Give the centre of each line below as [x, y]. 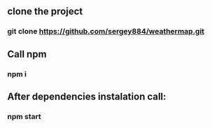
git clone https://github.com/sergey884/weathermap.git [106, 31]
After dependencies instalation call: [87, 97]
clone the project [45, 12]
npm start [24, 116]
